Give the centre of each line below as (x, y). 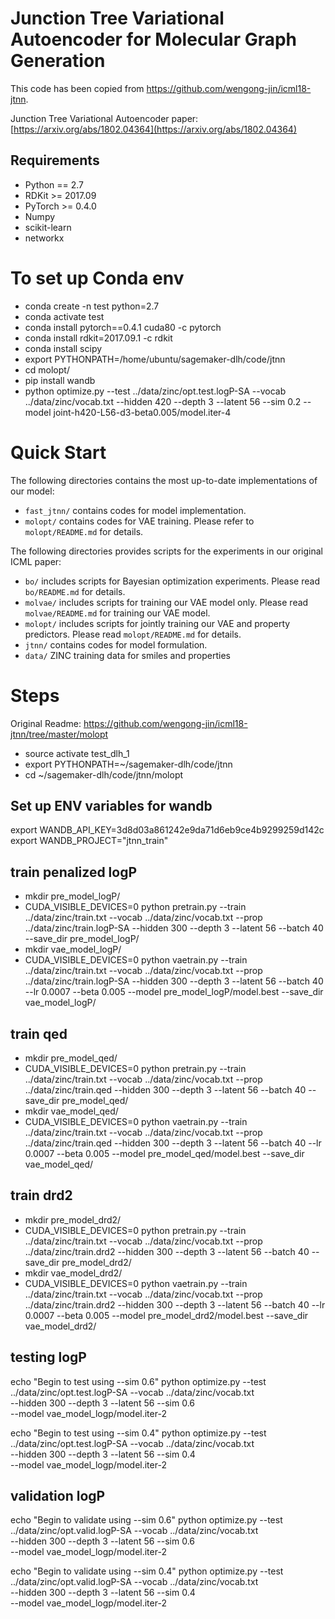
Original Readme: (46, 723)
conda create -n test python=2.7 (92, 306)
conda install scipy (63, 348)
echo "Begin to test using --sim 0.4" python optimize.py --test (138, 1433)
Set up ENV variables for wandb (111, 805)
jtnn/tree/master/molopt (59, 734)
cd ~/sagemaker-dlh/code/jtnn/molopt (104, 774)
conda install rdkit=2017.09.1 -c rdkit (98, 338)
